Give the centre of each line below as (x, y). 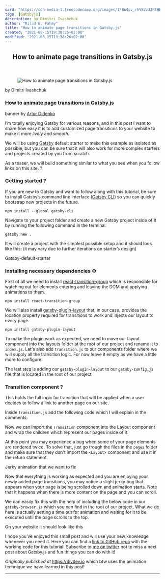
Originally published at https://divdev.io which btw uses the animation (76, 562)
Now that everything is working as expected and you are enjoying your (77, 476)
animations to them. (25, 292)
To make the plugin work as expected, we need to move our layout (72, 339)
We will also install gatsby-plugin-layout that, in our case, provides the (76, 310)
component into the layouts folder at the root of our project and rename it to (82, 344)
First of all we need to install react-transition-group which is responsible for (82, 282)
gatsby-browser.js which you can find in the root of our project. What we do (82, 507)
